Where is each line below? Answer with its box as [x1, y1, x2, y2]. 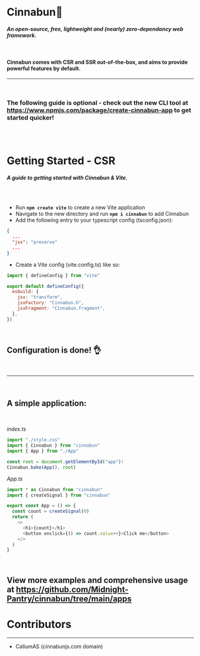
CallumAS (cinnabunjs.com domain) [15, 642, 103, 650]
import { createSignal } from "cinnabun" [7, 492, 111, 498]
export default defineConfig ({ [7, 283, 84, 289]
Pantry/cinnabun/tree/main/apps [7, 594, 132, 604]
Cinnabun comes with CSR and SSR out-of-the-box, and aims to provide [7, 58, 188, 65]
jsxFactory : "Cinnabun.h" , [17, 300, 84, 306]
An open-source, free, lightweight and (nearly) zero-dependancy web [7, 25, 183, 32]
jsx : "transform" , [17, 294, 63, 300]
